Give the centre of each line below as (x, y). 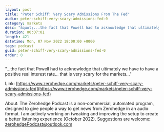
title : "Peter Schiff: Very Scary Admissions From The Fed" (68, 14)
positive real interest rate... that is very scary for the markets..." (68, 74)
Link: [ (11, 84)
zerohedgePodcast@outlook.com (39, 124)
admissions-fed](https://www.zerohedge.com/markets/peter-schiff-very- (79, 89)
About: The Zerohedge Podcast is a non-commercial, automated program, (80, 104)
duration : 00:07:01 (25, 32)
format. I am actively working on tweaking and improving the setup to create (82, 114)
